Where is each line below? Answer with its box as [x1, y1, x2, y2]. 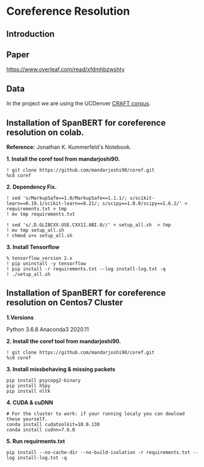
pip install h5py [6, 382, 51, 389]
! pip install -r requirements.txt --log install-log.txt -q [6, 266, 166, 272]
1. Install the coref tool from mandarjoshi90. [6, 155, 121, 163]
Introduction [6, 29, 55, 39]
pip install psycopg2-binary [6, 377, 81, 384]
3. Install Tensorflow [6, 243, 60, 251]
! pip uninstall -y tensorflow [6, 260, 86, 267]
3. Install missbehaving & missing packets [6, 365, 116, 373]
